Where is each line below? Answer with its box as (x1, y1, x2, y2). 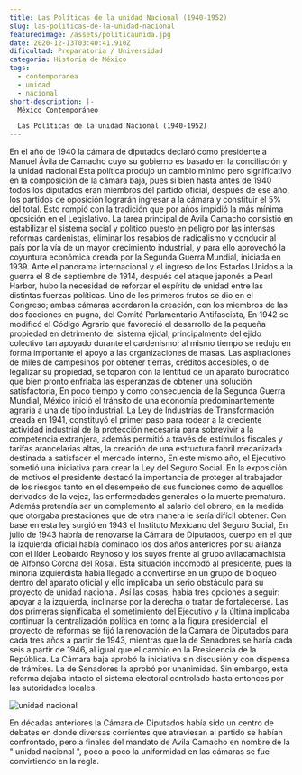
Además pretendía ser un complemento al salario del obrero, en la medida (9, 501, 284, 512)
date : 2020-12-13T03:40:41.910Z (9, 38, 131, 48)
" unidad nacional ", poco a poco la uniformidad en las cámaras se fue (9, 746, 270, 757)
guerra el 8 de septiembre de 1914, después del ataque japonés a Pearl (9, 271, 273, 282)
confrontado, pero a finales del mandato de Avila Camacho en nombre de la (9, 736, 290, 748)
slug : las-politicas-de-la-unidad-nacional (9, 22, 176, 31)
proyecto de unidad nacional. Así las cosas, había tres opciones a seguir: (9, 587, 280, 597)
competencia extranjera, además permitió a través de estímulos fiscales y (9, 433, 284, 444)
